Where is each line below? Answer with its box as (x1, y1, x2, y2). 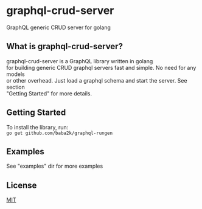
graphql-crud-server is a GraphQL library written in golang (6, 57, 153, 64)
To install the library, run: (6, 123, 69, 131)
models (6, 70, 26, 78)
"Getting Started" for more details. (6, 89, 92, 97)
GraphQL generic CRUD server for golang (6, 24, 111, 31)
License (6, 180, 37, 190)
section (6, 83, 26, 91)
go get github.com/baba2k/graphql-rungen (6, 130, 113, 136)
